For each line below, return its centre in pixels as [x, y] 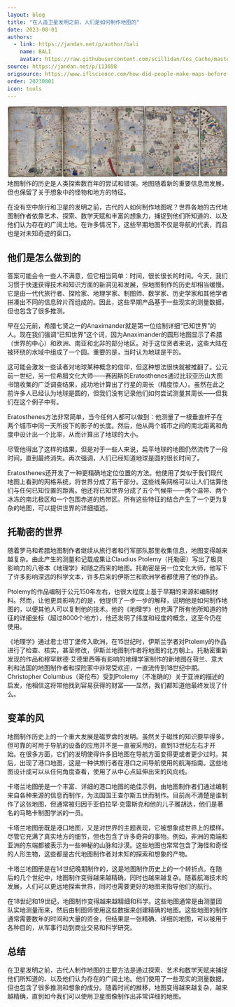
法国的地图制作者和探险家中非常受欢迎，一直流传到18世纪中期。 [112, 667]
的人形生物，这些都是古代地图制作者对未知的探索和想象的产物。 [99, 854]
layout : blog [26, 15]
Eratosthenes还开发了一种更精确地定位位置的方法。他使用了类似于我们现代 [115, 473]
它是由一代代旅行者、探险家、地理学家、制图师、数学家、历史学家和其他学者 [117, 294]
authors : [20, 37]
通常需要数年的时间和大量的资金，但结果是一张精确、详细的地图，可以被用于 [117, 919]
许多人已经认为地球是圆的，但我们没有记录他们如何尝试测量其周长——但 [117, 393]
